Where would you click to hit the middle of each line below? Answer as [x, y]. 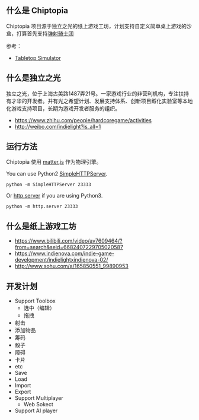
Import [23, 386]
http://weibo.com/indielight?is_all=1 [58, 126]
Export [23, 392]
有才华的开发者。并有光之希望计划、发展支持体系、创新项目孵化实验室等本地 [99, 101]
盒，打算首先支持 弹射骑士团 [40, 33]
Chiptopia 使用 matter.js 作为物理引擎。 [54, 162]
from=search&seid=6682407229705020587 [69, 247]
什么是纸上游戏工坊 [41, 226]
